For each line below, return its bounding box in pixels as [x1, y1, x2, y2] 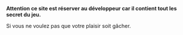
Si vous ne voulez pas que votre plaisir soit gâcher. [6, 23, 131, 29]
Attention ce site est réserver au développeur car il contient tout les [6, 5, 177, 12]
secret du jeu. [6, 11, 41, 18]
